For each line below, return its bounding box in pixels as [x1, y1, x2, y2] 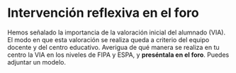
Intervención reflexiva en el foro [7, 5, 200, 21]
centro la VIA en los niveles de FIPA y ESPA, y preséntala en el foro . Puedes [7, 51, 230, 59]
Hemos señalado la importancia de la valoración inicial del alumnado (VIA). [7, 28, 225, 36]
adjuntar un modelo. [7, 58, 66, 66]
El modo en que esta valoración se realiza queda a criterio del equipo [7, 35, 210, 44]
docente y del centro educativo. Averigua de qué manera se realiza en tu [7, 43, 220, 51]
